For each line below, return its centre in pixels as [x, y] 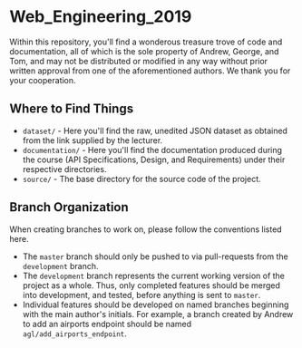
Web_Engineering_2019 [101, 17]
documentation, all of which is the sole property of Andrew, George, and [144, 51]
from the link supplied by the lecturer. [93, 140]
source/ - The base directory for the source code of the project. [141, 179]
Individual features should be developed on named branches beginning [156, 304]
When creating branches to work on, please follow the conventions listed [146, 229]
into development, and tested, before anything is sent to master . [141, 295]
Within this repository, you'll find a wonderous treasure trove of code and [146, 42]
